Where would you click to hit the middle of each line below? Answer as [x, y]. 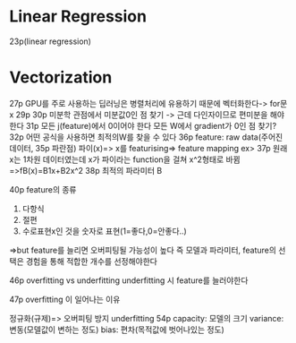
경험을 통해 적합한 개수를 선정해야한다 [92, 261]
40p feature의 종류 [43, 189]
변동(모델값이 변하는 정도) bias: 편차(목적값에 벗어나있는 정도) [117, 330]
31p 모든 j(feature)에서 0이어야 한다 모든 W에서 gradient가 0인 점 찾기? [151, 125]
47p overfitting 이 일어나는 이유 [65, 299]
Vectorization [61, 77]
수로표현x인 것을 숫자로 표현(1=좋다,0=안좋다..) [105, 231]
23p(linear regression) [51, 41]
